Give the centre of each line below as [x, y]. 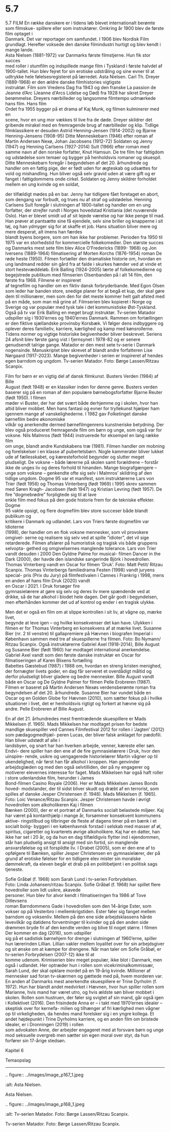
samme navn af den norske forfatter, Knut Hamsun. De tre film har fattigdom [85, 152]
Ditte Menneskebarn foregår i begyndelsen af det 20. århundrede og [77, 163]
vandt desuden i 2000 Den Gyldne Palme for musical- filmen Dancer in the [83, 554]
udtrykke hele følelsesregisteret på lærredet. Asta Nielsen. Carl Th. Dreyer [82, 76]
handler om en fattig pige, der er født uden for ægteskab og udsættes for [81, 168]
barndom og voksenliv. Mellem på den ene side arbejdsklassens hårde [79, 917]
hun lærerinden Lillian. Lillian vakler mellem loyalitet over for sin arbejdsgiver [85, 944]
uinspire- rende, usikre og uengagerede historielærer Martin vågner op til [81, 756]
